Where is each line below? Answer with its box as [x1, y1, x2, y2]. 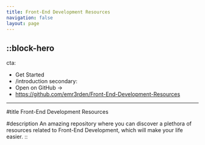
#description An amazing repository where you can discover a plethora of [6, 120, 192, 127]
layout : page [6, 20, 40, 26]
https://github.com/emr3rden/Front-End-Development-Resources [15, 91, 181, 98]
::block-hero [6, 43, 55, 53]
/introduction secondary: [15, 78, 77, 85]
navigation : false [6, 15, 53, 21]
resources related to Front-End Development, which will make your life [6, 127, 183, 134]
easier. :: [6, 133, 28, 141]
